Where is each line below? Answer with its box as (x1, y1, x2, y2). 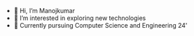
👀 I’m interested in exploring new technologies (13, 14, 146, 22)
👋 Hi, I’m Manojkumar (13, 7, 75, 15)
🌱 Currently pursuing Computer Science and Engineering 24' (13, 21, 188, 29)
